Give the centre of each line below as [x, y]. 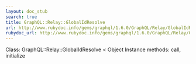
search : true [21, 17]
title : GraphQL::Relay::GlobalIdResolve [56, 22]
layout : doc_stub [27, 11]
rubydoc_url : [21, 33]
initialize [16, 56]
